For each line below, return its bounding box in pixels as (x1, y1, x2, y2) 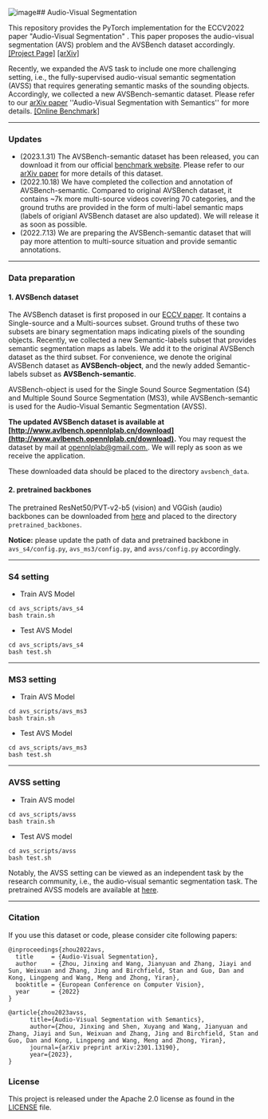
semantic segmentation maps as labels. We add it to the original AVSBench (8, 344, 255, 354)
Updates (8, 133, 42, 144)
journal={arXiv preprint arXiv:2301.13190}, (29, 1043, 180, 1051)
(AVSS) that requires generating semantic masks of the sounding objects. (8, 81, 250, 90)
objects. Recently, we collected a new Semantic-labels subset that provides (8, 335, 257, 345)
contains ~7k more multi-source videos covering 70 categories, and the (19, 194, 256, 204)
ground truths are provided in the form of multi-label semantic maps (19, 203, 244, 212)
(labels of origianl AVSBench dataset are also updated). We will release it (19, 212, 259, 221)
